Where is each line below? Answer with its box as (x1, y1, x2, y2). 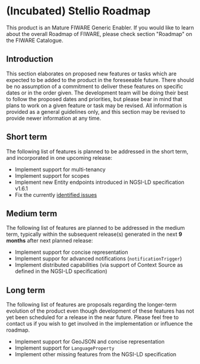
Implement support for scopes (14, 172, 90, 179)
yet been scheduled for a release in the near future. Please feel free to (6, 314, 179, 321)
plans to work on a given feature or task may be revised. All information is (6, 102, 187, 109)
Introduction (6, 54, 54, 64)
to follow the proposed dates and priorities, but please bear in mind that (6, 95, 183, 102)
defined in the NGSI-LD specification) (14, 268, 107, 275)
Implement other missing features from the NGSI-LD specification (14, 351, 177, 358)
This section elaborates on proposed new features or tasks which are (6, 70, 177, 77)
